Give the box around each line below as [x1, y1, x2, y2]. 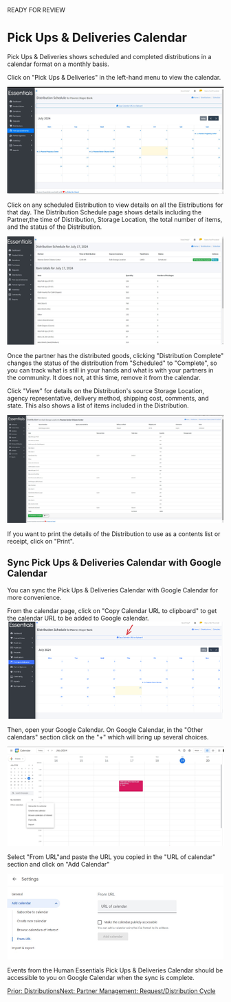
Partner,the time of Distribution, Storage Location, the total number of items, [7, 216, 223, 224]
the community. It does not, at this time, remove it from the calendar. [7, 374, 201, 382]
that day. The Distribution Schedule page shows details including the [7, 208, 201, 216]
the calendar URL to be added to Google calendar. [7, 614, 149, 622]
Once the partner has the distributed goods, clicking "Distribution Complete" [7, 352, 224, 360]
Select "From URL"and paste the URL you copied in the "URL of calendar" [7, 853, 216, 861]
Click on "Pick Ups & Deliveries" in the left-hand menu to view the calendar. [7, 73, 221, 81]
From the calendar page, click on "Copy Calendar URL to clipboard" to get [7, 606, 217, 614]
